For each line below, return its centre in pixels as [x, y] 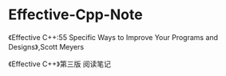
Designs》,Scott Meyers [46, 46]
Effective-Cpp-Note [75, 15]
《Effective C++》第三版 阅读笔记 [60, 64]
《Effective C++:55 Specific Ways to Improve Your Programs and [113, 37]
